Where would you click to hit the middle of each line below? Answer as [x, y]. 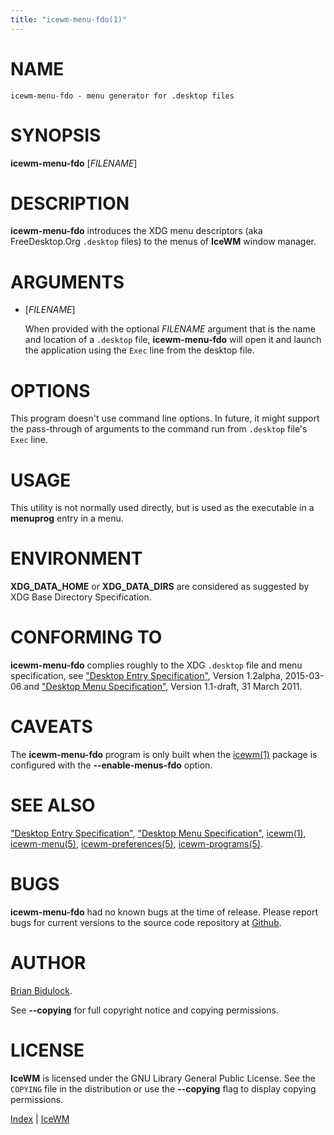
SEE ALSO [53, 805]
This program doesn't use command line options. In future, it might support [165, 418]
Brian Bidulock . [41, 990]
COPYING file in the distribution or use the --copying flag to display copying [163, 1088]
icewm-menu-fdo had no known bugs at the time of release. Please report [164, 912]
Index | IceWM [40, 1118]
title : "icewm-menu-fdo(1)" [69, 19]
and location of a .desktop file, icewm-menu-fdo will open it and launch [173, 340]
